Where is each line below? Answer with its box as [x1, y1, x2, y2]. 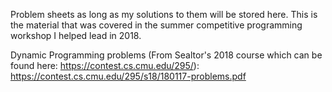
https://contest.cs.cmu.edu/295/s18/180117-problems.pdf [10, 70, 247, 82]
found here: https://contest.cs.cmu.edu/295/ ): [10, 60, 200, 71]
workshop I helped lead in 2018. [10, 30, 142, 41]
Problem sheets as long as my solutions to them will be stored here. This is [10, 9, 318, 20]
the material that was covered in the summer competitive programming [10, 19, 303, 31]
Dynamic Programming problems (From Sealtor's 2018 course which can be [10, 49, 323, 61]
